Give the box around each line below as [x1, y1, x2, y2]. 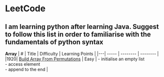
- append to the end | [5, 67, 48, 72]
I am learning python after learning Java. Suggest [5, 23, 159, 31]
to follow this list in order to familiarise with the [5, 30, 151, 38]
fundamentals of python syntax [5, 38, 104, 46]
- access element [5, 61, 41, 67]
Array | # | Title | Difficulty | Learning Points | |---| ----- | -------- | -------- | [5, 51, 159, 56]
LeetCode [5, 3, 46, 14]
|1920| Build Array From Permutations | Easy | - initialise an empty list [5, 56, 145, 62]
